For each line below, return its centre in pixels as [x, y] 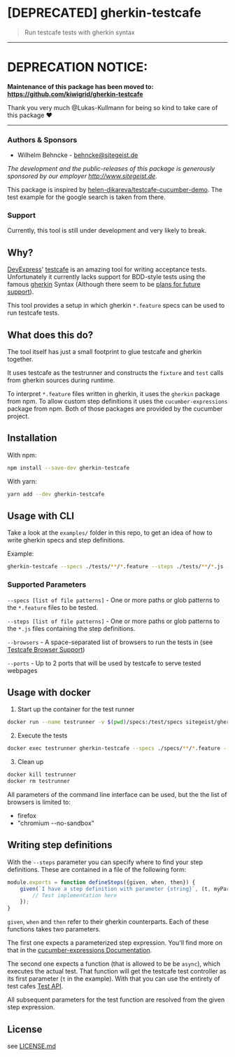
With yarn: [22, 481]
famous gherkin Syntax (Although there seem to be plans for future [104, 285]
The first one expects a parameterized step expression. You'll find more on [115, 943]
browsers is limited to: [39, 802]
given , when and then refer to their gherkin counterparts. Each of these [108, 922]
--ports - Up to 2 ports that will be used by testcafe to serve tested [104, 663]
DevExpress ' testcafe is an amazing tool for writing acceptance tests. [107, 270]
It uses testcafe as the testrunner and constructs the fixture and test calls [115, 373]
